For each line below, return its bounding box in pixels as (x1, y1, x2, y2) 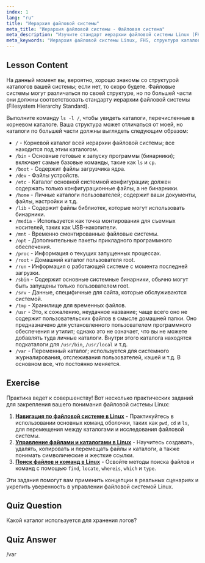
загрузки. (15, 269, 40, 276)
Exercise (6, 378, 40, 389)
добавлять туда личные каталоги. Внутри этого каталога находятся (15, 334, 192, 341)
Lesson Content (6, 60, 68, 70)
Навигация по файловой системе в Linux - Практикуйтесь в (15, 412, 174, 420)
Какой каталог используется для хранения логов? (6, 516, 137, 524)
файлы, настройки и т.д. (15, 197, 78, 205)
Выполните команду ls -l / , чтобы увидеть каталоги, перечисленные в (6, 114, 195, 121)
